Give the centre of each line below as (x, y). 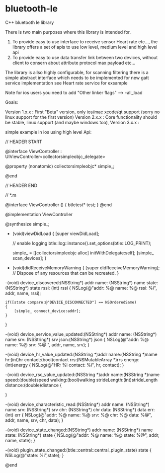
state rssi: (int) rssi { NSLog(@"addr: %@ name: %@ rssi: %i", (93, 288)
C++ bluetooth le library (30, 22)
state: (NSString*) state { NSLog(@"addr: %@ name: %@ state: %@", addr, (82, 435)
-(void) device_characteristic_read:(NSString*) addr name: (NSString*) (78, 404)
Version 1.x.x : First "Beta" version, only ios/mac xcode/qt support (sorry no (82, 112)
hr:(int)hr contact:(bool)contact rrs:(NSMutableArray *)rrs (64, 359)
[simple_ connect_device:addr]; (47, 311)
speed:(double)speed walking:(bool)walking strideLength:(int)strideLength (82, 380)
